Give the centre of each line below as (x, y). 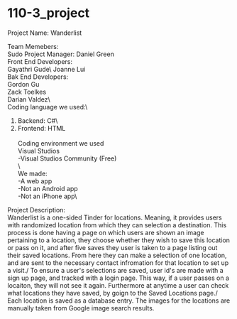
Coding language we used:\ (48, 107)
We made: (32, 173)
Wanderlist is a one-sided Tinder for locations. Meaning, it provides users (115, 217)
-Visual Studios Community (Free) (67, 158)
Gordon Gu (23, 84)
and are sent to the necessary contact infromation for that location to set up (118, 263)
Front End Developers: (40, 61)
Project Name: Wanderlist (45, 33)
